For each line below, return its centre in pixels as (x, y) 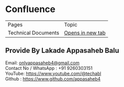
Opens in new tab (85, 33)
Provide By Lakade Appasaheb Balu (62, 51)
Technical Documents (34, 33)
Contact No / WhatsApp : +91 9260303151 (49, 68)
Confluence (30, 9)
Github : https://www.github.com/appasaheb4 (53, 78)
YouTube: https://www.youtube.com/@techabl (53, 73)
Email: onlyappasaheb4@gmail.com (42, 63)
